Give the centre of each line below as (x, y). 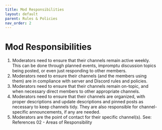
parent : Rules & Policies (31, 18)
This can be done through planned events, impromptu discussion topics (84, 65)
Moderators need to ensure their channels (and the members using (79, 76)
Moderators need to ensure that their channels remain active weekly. (81, 61)
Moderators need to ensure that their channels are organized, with (79, 97)
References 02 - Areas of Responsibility (52, 122)
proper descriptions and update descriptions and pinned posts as (78, 102)
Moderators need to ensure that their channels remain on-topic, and (80, 86)
